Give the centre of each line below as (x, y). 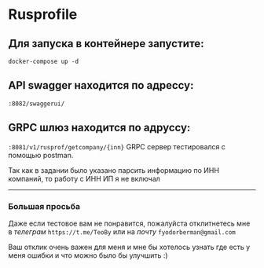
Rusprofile (43, 15)
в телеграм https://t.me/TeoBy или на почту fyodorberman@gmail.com (122, 231)
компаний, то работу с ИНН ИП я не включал (84, 178)
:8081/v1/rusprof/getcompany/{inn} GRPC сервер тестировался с (117, 146)
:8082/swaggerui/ (37, 104)
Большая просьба (44, 206)
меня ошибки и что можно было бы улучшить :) (88, 255)
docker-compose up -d (44, 61)
